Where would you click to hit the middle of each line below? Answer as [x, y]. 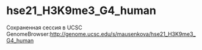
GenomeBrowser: [28, 34]
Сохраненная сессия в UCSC [44, 27]
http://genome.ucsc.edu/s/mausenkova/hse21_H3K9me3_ [123, 34]
